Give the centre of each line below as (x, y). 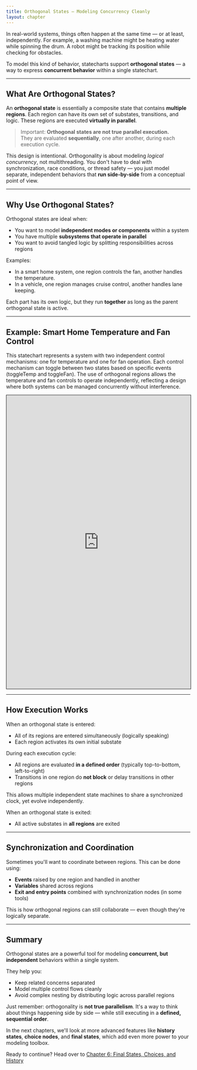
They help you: (24, 971)
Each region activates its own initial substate (68, 742)
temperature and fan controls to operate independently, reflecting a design (96, 380)
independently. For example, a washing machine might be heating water (93, 40)
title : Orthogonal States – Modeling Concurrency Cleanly (78, 11)
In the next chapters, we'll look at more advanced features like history (91, 1031)
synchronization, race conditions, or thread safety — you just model (88, 169)
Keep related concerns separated (55, 983)
